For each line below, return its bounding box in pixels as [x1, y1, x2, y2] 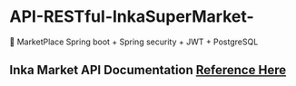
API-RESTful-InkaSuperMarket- [9, 6, 254, 27]
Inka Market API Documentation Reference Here [9, 62, 287, 78]
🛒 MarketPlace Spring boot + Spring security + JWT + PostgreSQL [9, 36, 259, 47]
